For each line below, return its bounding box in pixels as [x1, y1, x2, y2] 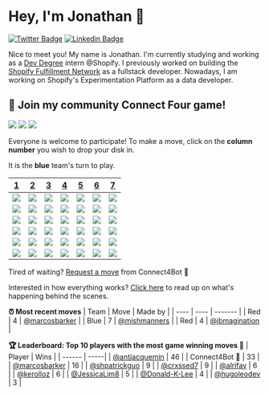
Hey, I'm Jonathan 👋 [8, 7, 145, 26]
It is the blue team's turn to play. [8, 160, 116, 170]
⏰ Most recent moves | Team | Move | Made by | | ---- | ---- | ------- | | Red [8, 306, 261, 316]
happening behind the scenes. [8, 291, 109, 301]
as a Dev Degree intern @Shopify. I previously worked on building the [8, 58, 238, 68]
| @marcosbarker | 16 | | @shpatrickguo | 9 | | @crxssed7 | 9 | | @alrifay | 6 [8, 360, 258, 370]
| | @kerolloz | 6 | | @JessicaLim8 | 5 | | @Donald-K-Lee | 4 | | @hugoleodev [8, 369, 261, 379]
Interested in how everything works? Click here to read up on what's [8, 282, 234, 292]
